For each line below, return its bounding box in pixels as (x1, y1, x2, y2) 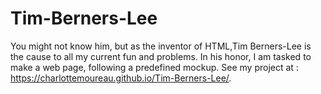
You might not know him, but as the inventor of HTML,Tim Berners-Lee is (10, 40, 312, 52)
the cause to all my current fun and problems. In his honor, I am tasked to (10, 50, 312, 62)
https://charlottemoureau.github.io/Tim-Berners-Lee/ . (10, 72, 232, 84)
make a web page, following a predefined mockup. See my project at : (10, 61, 299, 73)
